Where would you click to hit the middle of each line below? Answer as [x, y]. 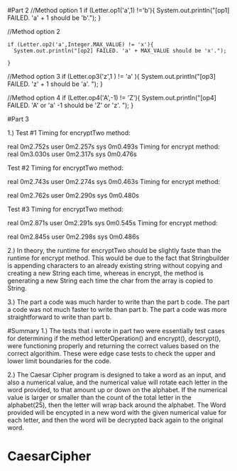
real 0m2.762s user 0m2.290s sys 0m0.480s [73, 195]
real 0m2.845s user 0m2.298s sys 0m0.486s [73, 237]
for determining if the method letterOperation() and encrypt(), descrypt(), [114, 338]
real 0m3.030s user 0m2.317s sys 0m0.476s [72, 154]
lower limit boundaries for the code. [59, 361]
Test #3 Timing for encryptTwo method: [66, 209]
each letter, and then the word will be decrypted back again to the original [115, 420]
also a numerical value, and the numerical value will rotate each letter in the [118, 382]
